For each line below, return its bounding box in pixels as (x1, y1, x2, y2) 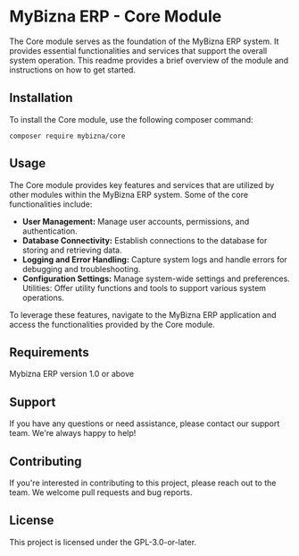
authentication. (21, 226, 78, 236)
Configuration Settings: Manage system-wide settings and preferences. (21, 273, 290, 284)
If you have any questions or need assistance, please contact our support (9, 418, 280, 429)
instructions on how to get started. (9, 64, 137, 75)
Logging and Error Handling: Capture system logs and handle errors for (21, 253, 287, 265)
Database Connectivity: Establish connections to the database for (21, 235, 268, 245)
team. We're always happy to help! (9, 428, 137, 439)
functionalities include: (9, 199, 93, 210)
